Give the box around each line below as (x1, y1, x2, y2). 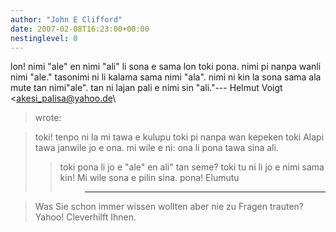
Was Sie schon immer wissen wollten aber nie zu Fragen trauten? (34, 201, 304, 213)
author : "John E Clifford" (10, 14, 123, 25)
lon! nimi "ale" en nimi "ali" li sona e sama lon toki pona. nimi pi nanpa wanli (10, 61, 322, 73)
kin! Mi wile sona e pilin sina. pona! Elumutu (59, 172, 240, 184)
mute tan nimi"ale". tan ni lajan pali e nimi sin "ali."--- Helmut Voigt (10, 82, 283, 94)
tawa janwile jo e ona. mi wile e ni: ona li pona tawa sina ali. (34, 142, 279, 154)
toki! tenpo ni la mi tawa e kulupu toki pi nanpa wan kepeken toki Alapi (34, 131, 325, 143)
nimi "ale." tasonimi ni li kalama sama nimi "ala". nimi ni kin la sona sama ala (10, 71, 322, 83)
